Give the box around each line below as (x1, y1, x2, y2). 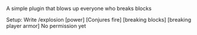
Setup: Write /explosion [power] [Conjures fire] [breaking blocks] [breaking (6, 16, 192, 23)
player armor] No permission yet (6, 23, 86, 29)
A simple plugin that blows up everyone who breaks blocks (6, 5, 151, 12)
